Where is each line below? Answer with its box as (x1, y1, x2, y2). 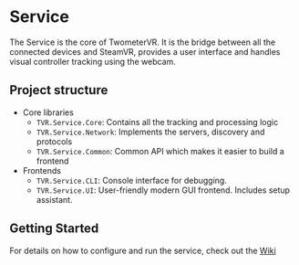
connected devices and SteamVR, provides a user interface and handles (9, 46, 281, 57)
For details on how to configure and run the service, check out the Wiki (9, 245, 276, 256)
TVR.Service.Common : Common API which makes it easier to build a (36, 145, 284, 156)
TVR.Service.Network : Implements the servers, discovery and (36, 126, 265, 137)
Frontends (22, 164, 62, 175)
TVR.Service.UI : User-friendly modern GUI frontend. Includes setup (36, 185, 290, 196)
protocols (36, 135, 73, 147)
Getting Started (9, 221, 99, 237)
